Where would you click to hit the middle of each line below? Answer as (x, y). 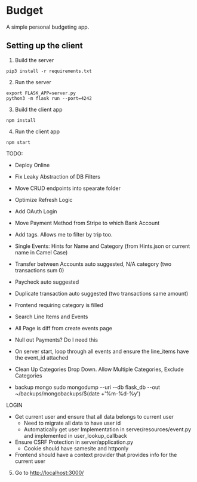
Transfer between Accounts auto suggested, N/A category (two (93, 264)
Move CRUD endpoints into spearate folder (68, 188)
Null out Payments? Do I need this (56, 340)
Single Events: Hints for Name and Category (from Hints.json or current (102, 246)
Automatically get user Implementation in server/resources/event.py (107, 429)
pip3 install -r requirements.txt (49, 71)
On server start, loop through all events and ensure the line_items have (102, 351)
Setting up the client (45, 46)
